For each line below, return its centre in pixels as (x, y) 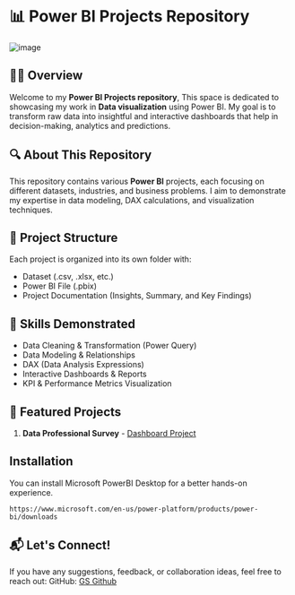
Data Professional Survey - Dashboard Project (109, 433)
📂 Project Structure (64, 237)
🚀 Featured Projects (65, 412)
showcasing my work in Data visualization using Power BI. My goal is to (143, 107)
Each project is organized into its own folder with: (100, 259)
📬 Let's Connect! (60, 545)
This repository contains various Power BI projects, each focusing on (137, 181)
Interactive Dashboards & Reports (84, 374)
